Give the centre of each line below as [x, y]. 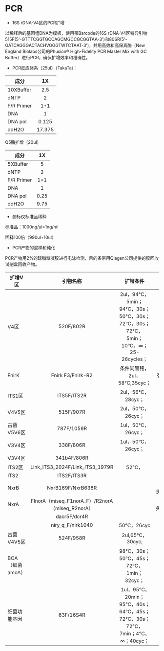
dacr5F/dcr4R [72, 516]
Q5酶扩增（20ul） [23, 142]
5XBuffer [18, 164]
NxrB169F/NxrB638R [72, 488]
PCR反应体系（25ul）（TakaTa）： [45, 68]
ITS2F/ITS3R [72, 475]
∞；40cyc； [135, 641]
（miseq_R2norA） [72, 508]
